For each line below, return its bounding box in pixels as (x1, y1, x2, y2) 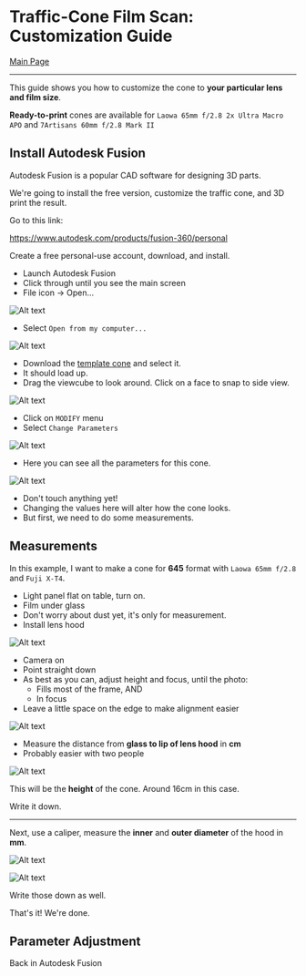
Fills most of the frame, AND (36, 683, 143, 694)
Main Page (9, 56, 50, 67)
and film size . (9, 91, 62, 102)
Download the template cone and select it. (22, 357, 182, 368)
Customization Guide (9, 26, 173, 46)
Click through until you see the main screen (22, 277, 187, 288)
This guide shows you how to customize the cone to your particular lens (9, 82, 283, 93)
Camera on (22, 654, 66, 665)
